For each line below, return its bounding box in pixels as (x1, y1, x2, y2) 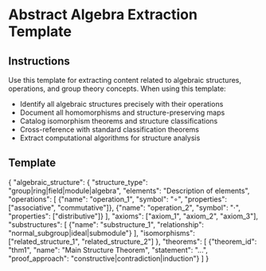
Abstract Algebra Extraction (8, 6, 198, 24)
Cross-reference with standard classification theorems (19, 125, 200, 134)
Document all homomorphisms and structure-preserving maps (19, 108, 225, 117)
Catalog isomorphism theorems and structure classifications (19, 116, 218, 125)
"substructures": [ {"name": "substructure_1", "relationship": (8, 219, 205, 229)
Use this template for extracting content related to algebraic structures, (8, 76, 241, 84)
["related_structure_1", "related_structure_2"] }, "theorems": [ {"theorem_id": (8, 237, 257, 246)
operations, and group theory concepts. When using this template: (8, 84, 226, 93)
